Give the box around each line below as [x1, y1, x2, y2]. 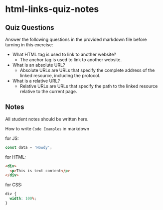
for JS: [5, 135, 19, 141]
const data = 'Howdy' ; [5, 145, 52, 150]
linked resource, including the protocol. [19, 73, 101, 78]
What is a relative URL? [12, 78, 60, 84]
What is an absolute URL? [12, 62, 65, 68]
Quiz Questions [5, 23, 54, 32]
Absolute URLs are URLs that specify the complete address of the [19, 67, 155, 73]
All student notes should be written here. [5, 116, 89, 122]
